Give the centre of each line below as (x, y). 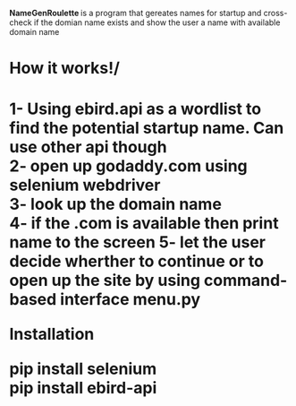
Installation (52, 334)
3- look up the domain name (115, 204)
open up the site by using (105, 281)
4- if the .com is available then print (144, 224)
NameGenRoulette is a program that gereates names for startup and (135, 13)
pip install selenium (83, 369)
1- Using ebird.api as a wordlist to (135, 109)
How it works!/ (65, 69)
